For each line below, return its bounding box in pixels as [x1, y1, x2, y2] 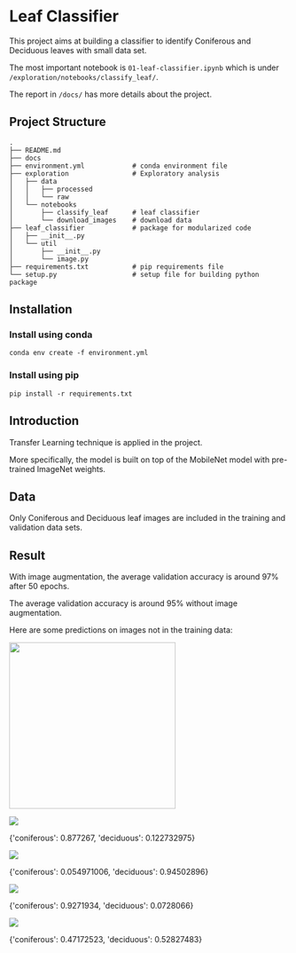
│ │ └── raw [9, 193, 69, 201]
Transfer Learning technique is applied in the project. [9, 437, 203, 447]
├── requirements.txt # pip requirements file [9, 262, 224, 272]
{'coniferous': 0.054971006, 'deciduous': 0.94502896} [9, 867, 209, 878]
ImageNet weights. [36, 463, 106, 474]
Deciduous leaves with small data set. [9, 44, 147, 55]
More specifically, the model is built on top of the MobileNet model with [9, 454, 270, 465]
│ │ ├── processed [9, 185, 93, 193]
